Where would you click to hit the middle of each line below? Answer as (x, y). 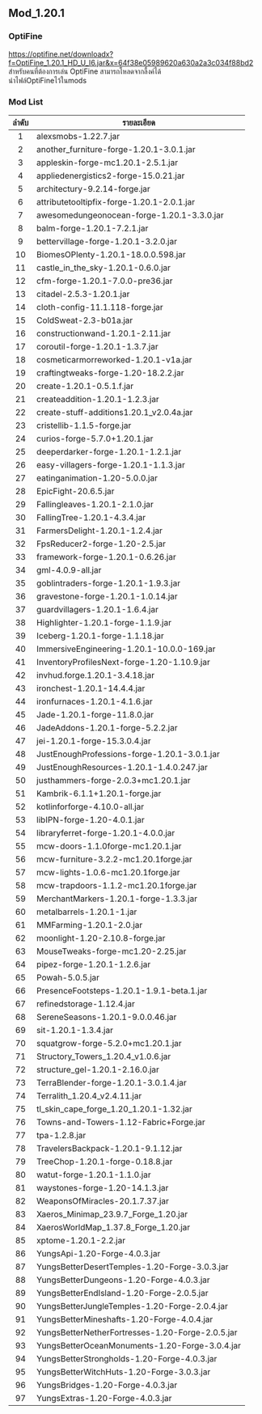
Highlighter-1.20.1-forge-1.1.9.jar (104, 622)
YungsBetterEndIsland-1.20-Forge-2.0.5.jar (122, 1293)
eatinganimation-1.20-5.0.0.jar (97, 478)
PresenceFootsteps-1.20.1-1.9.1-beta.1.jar (122, 990)
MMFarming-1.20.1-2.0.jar (89, 925)
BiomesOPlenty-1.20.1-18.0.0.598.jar (111, 254)
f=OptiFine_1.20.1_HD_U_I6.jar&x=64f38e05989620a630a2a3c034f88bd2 (131, 62)
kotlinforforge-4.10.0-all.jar (90, 806)
